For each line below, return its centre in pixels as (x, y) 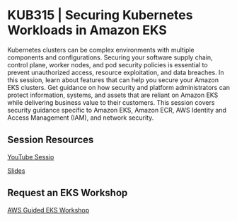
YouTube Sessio (31, 157)
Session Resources (51, 140)
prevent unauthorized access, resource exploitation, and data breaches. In (116, 72)
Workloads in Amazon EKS (87, 30)
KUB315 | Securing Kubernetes (100, 15)
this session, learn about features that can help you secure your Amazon (113, 80)
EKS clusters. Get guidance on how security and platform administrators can (118, 87)
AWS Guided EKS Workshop (48, 210)
